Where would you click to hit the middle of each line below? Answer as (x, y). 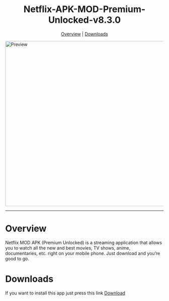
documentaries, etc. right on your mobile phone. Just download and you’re (82, 253)
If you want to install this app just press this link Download (65, 293)
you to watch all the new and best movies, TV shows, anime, (68, 248)
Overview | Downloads (84, 34)
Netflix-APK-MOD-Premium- (84, 9)
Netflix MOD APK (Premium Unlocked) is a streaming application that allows (84, 243)
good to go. (17, 259)
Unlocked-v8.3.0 (84, 20)
